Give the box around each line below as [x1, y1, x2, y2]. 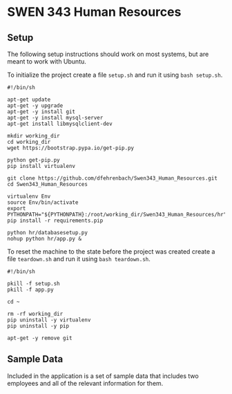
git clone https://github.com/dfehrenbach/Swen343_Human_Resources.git [7, 175, 217, 182]
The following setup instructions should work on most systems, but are [7, 50, 209, 58]
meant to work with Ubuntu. [7, 57, 86, 66]
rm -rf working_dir [7, 310, 64, 317]
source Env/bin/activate [7, 199, 79, 206]
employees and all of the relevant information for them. [7, 379, 164, 387]
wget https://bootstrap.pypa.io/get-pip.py [7, 144, 135, 151]
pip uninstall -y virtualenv [7, 317, 91, 323]
